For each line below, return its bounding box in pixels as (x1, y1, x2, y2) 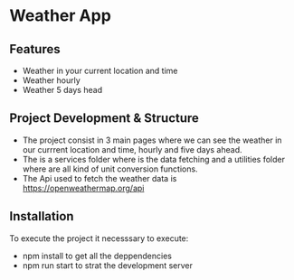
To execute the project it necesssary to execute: (9, 232, 189, 244)
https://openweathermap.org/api (22, 182, 145, 193)
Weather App (9, 5, 111, 26)
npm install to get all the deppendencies (22, 250, 172, 261)
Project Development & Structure (9, 110, 199, 126)
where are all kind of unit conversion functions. (22, 163, 198, 174)
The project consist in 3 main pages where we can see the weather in (22, 135, 282, 145)
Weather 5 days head (22, 85, 102, 95)
